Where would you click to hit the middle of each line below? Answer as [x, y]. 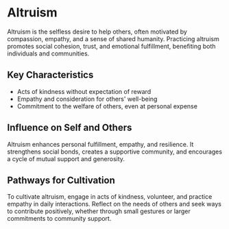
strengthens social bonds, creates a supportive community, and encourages [115, 152]
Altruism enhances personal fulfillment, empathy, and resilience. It [100, 144]
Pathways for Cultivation [61, 180]
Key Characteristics [50, 75]
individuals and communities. [48, 53]
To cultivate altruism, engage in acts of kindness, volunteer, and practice [110, 197]
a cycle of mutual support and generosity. [66, 158]
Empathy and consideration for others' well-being [87, 99]
